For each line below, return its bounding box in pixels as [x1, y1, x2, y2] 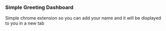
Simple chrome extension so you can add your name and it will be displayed [5, 15, 161, 21]
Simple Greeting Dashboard [5, 4, 74, 11]
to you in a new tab [5, 20, 45, 26]
